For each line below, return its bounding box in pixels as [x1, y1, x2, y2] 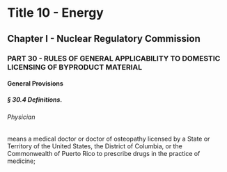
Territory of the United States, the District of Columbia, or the [7, 141, 182, 150]
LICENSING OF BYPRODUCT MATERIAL [7, 62, 143, 72]
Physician [7, 113, 36, 121]
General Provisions [7, 79, 64, 88]
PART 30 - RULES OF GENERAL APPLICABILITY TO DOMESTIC [7, 54, 221, 63]
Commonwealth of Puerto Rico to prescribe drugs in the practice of [7, 149, 201, 157]
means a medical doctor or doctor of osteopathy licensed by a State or [7, 134, 210, 143]
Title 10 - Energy [7, 5, 104, 21]
